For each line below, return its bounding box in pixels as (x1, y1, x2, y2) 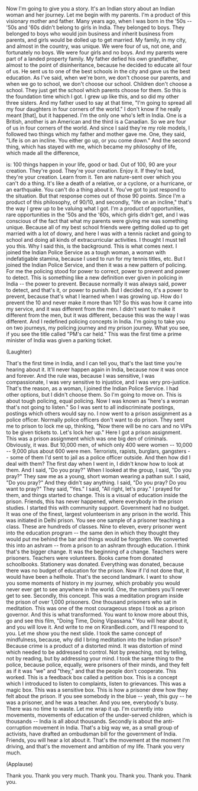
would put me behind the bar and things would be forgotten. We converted (6, 536, 188, 543)
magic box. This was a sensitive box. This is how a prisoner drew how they (6, 686, 188, 693)
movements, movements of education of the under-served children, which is (6, 712, 193, 718)
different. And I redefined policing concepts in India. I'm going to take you (6, 318, 186, 325)
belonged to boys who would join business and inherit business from (6, 30, 174, 37)
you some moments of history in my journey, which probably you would (6, 579, 180, 586)
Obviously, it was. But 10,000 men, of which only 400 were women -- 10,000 (6, 442, 193, 448)
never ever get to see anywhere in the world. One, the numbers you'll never (6, 586, 190, 593)
